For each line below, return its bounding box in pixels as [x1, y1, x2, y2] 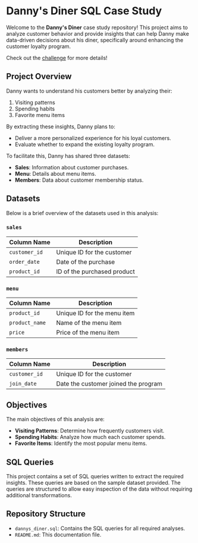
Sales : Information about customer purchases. [14, 163, 129, 171]
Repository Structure [6, 509, 86, 519]
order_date [9, 258, 40, 265]
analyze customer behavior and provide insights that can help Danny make [6, 30, 189, 37]
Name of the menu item [56, 319, 122, 327]
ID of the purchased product [56, 267, 135, 276]
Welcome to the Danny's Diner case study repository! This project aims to [6, 24, 188, 31]
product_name [9, 320, 46, 326]
